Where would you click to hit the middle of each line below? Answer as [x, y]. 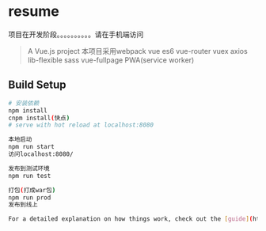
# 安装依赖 [24, 103]
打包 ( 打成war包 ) [32, 190]
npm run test [30, 176]
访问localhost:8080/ [41, 154]
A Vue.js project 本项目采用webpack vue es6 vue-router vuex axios [137, 51]
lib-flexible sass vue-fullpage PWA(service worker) [111, 60]
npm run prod [30, 197]
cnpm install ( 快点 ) [39, 118]
